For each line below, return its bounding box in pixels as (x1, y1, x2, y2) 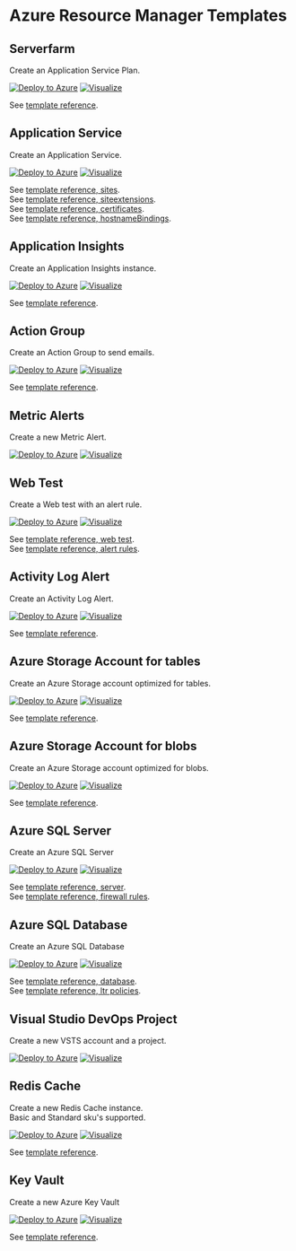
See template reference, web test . (9, 534, 135, 545)
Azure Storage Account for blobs (9, 739, 197, 754)
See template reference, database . (9, 975, 137, 987)
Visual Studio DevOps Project (9, 1011, 178, 1027)
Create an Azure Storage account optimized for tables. (9, 678, 212, 688)
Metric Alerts (9, 407, 85, 423)
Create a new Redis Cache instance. (9, 1102, 144, 1113)
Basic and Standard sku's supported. (9, 1112, 146, 1123)
